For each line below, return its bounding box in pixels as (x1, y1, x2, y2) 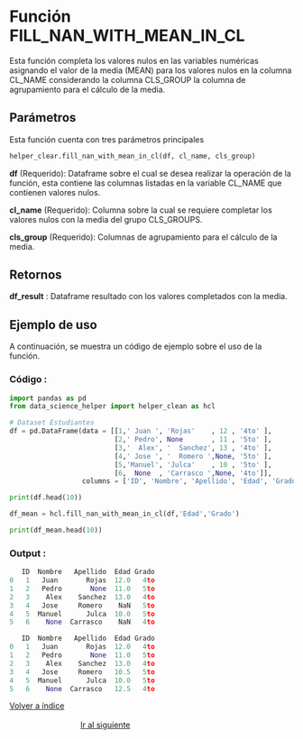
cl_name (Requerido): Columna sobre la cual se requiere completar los (9, 205, 272, 215)
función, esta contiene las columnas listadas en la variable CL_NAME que (9, 178, 282, 188)
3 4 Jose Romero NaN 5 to (9, 601, 155, 610)
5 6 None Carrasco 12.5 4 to (9, 684, 155, 693)
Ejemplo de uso (9, 317, 97, 333)
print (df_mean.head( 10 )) (9, 525, 103, 535)
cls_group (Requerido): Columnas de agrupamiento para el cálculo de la (9, 232, 278, 242)
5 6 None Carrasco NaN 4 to (9, 617, 155, 627)
